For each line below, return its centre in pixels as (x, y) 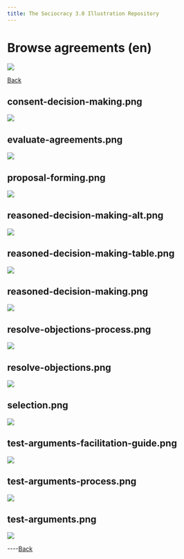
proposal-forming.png (56, 177)
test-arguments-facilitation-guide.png (92, 443)
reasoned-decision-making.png (78, 292)
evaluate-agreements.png (65, 139)
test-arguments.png (52, 519)
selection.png (38, 405)
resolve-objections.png (59, 367)
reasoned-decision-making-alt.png (85, 216)
